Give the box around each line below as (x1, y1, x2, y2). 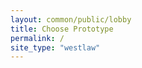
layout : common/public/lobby (10, 14, 132, 25)
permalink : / (10, 33, 65, 43)
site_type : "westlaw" (10, 42, 101, 53)
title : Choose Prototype (10, 24, 114, 34)
